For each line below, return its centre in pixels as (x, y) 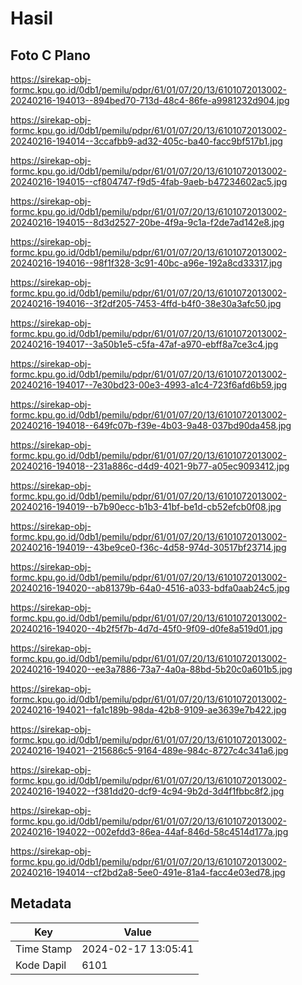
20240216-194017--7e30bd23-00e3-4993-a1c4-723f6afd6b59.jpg (149, 385)
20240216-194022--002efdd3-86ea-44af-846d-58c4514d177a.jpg (149, 831)
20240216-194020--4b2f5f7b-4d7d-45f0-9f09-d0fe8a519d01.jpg (146, 628)
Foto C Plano (50, 55)
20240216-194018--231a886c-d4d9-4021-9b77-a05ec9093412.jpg (150, 466)
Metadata (41, 903)
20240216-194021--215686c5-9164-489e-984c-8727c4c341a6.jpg (149, 750)
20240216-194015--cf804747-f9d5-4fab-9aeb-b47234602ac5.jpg (149, 181)
